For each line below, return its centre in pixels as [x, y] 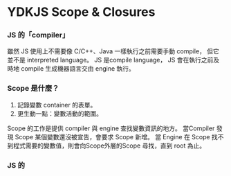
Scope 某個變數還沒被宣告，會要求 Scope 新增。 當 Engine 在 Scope [112, 137]
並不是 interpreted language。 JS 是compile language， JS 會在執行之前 [110, 60]
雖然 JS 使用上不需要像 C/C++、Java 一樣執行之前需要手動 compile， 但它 [113, 51]
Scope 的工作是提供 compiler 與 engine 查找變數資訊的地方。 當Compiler [111, 128]
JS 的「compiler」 [38, 35]
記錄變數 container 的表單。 [57, 105]
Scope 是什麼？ [33, 89]
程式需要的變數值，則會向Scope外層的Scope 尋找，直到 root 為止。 [109, 146]
